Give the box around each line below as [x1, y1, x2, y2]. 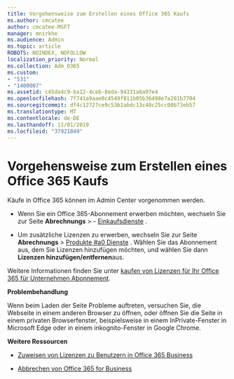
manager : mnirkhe [7, 29, 58, 37]
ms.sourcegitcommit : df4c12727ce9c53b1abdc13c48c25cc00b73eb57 [7, 102, 196, 109]
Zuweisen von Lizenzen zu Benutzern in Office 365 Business [17, 351, 193, 359]
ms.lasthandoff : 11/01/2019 [7, 121, 90, 128]
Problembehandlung [7, 288, 69, 296]
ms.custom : [7, 69, 39, 76]
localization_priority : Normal [7, 56, 99, 63]
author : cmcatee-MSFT [7, 23, 71, 30]
